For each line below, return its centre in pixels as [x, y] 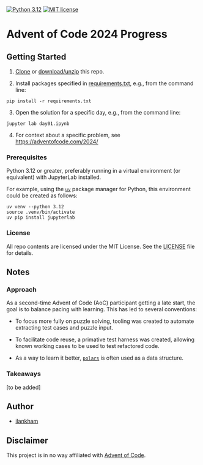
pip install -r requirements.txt [49, 101]
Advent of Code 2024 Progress [87, 34]
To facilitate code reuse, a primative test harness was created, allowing [105, 339]
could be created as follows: [42, 195]
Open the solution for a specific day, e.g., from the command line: [98, 112]
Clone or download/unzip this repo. [60, 71]
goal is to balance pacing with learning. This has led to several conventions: [102, 309]
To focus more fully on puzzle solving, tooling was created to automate [105, 321]
